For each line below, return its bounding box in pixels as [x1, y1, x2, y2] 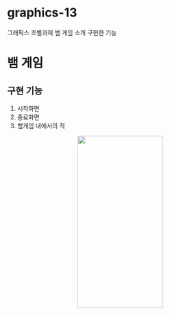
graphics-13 [7, 5, 77, 21]
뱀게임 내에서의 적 [16, 121, 65, 130]
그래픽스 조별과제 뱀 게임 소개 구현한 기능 [7, 28, 117, 37]
